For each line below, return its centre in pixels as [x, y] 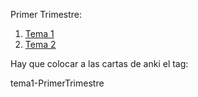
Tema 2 [40, 44]
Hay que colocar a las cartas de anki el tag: [99, 63]
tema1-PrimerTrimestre [57, 83]
